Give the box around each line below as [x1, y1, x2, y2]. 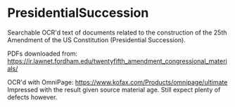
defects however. [7, 93, 58, 101]
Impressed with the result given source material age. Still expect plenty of [7, 85, 221, 94]
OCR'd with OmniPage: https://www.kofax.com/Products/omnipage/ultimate [7, 77, 228, 86]
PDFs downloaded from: [7, 49, 78, 58]
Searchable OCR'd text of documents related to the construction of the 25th [7, 28, 227, 37]
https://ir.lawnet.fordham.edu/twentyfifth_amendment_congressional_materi [7, 56, 227, 65]
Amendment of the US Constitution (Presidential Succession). [7, 35, 186, 44]
